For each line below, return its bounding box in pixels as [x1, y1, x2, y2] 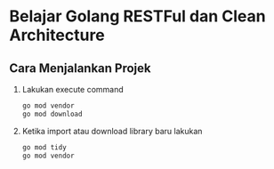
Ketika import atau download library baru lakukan [21, 125, 203, 136]
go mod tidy [21, 142, 67, 152]
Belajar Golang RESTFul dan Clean [9, 6, 266, 27]
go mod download [21, 109, 83, 118]
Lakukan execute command [21, 84, 125, 94]
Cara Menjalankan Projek [9, 60, 151, 76]
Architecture [9, 25, 105, 45]
